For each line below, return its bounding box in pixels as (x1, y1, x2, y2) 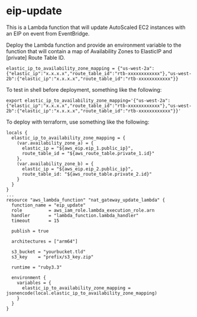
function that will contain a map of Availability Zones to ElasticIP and (6, 47, 173, 54)
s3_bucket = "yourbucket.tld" (11, 248, 86, 255)
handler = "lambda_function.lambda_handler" (11, 212, 139, 218)
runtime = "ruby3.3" (11, 264, 62, 270)
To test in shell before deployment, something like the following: (6, 86, 162, 93)
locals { (6, 130, 28, 135)
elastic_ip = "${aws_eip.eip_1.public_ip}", (21, 145, 134, 151)
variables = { (17, 280, 51, 286)
